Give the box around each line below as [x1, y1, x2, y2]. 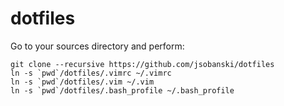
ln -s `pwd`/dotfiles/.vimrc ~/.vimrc [10, 68, 172, 78]
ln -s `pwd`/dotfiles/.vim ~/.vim [10, 77, 155, 87]
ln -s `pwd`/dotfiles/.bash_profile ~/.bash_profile [10, 85, 235, 96]
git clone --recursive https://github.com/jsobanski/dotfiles [10, 59, 275, 69]
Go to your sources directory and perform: [10, 40, 185, 52]
